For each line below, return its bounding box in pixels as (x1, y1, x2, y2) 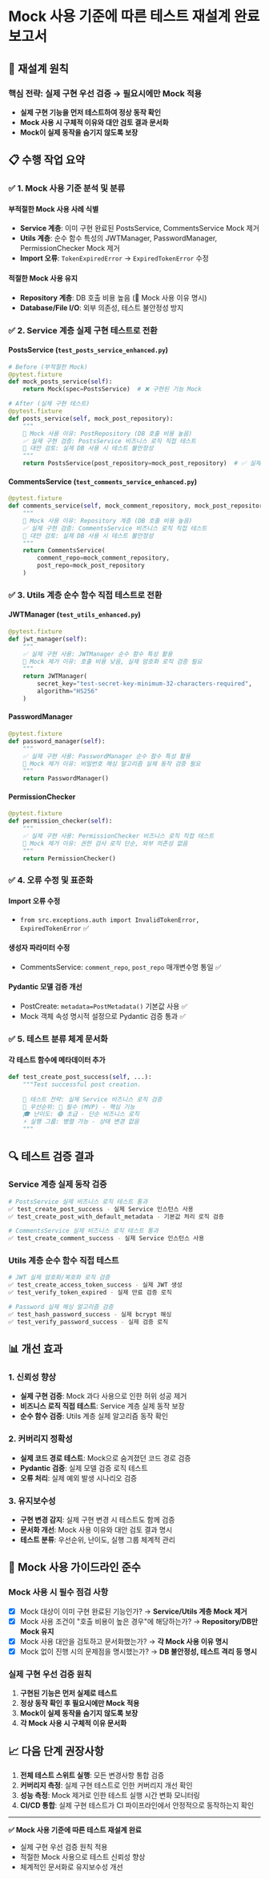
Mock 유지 (19, 1626, 54, 1636)
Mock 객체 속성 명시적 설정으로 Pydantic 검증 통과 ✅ (19, 1011, 187, 1020)
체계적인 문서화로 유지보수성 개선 (19, 1862, 123, 1872)
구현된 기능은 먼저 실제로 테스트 (19, 1688, 118, 1698)
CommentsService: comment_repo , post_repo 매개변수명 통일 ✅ (19, 962, 222, 972)
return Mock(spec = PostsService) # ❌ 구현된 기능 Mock (22, 386, 202, 394)
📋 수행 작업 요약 (8, 153, 86, 167)
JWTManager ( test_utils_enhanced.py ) (8, 610, 142, 620)
